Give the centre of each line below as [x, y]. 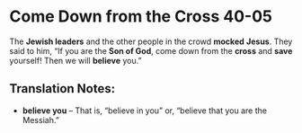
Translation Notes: [62, 89]
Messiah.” [41, 120]
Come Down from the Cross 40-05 [141, 17]
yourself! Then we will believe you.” [75, 60]
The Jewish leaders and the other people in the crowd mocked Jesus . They [151, 41]
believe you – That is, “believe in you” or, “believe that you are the [145, 111]
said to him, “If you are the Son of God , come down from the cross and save [151, 50]
